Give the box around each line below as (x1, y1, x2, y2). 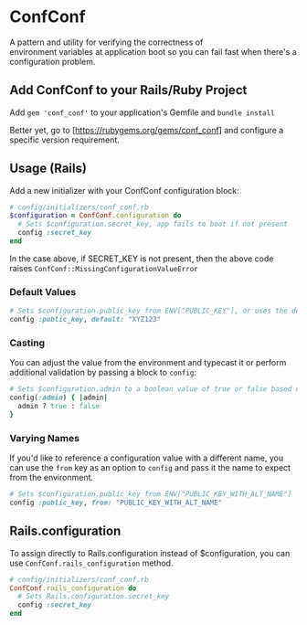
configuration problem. (9, 56, 96, 67)
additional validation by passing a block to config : (9, 367, 196, 378)
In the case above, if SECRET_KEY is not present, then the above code (9, 253, 274, 264)
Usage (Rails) (9, 161, 87, 176)
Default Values (9, 285, 77, 298)
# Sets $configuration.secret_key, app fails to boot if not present (17, 219, 288, 229)
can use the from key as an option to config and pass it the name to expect (9, 462, 291, 473)
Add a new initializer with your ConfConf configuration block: (9, 185, 239, 196)
